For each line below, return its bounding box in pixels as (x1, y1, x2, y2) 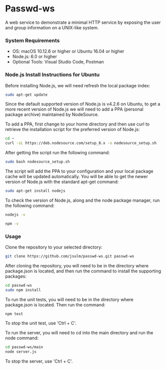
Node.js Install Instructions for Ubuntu (5, 71, 100, 78)
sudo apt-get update (5, 92, 48, 97)
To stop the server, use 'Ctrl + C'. (5, 358, 73, 365)
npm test (5, 311, 23, 316)
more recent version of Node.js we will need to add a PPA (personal (5, 106, 144, 112)
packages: (5, 273, 27, 279)
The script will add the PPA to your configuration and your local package (5, 168, 154, 174)
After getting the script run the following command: (5, 150, 110, 156)
